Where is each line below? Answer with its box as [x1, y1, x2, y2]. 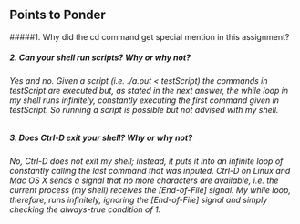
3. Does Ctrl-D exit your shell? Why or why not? [9, 132, 193, 144]
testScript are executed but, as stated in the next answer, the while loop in [9, 85, 289, 96]
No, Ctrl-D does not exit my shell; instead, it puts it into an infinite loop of [9, 155, 284, 167]
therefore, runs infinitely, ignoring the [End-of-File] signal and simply [9, 194, 268, 205]
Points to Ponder [9, 7, 107, 23]
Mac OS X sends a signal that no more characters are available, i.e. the [9, 175, 279, 186]
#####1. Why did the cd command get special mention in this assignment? [9, 31, 290, 42]
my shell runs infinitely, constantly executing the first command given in [9, 95, 280, 106]
